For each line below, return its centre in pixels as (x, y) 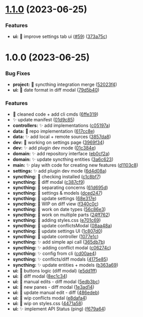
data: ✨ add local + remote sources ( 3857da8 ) (62, 137)
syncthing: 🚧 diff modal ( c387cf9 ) (49, 182)
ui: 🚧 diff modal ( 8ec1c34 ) (40, 276)
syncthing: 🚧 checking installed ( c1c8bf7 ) (57, 177)
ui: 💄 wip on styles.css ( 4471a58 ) (48, 304)
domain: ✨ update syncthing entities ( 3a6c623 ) (63, 159)
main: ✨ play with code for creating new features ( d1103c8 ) (75, 165)
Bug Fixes (18, 73)
